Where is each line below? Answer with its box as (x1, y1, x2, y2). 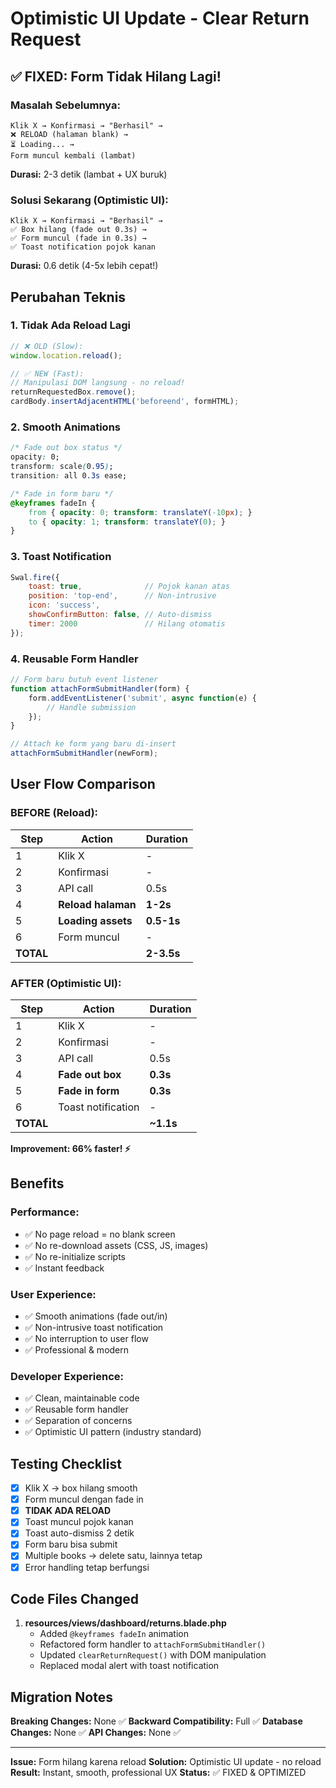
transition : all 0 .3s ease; (10, 471, 128, 481)
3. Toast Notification (10, 550, 112, 564)
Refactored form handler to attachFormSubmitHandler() (39, 1638, 267, 1651)
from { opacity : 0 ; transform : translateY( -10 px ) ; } (28, 507, 253, 517)
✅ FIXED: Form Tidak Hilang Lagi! (10, 68, 222, 85)
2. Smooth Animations (10, 420, 121, 434)
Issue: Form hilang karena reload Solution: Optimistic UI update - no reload (10, 1756, 322, 1768)
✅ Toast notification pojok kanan (10, 242, 156, 252)
